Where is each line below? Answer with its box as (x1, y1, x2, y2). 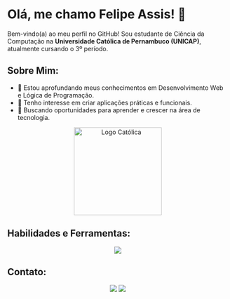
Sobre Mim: (7, 65, 59, 77)
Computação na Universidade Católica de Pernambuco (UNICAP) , (7, 36, 201, 45)
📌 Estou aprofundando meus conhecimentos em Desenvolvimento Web (17, 84, 224, 92)
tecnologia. (17, 113, 50, 121)
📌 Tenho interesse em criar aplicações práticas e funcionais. (17, 98, 193, 107)
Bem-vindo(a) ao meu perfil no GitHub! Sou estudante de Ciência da (7, 29, 205, 38)
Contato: (7, 266, 47, 278)
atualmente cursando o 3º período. (7, 44, 109, 53)
